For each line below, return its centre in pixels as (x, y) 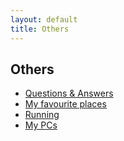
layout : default (44, 19)
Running (42, 115)
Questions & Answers (69, 93)
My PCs (41, 125)
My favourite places (65, 104)
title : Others (40, 29)
